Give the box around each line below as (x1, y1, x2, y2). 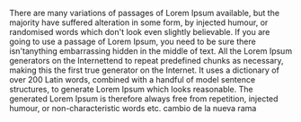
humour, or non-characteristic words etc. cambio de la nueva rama (9, 103, 257, 113)
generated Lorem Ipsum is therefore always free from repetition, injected (9, 93, 279, 104)
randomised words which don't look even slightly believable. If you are (9, 27, 270, 37)
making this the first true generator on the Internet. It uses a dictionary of (9, 65, 280, 75)
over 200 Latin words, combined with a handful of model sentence (9, 74, 256, 84)
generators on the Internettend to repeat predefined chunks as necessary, (9, 56, 285, 65)
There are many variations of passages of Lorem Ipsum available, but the (9, 8, 280, 18)
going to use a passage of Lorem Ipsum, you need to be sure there (9, 36, 256, 47)
